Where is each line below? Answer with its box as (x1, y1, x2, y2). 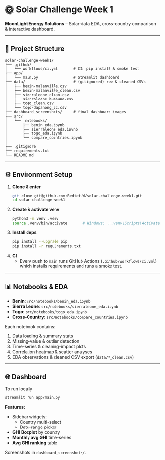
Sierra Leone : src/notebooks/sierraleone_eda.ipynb (12, 303, 119, 309)
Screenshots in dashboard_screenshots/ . (5, 450, 86, 456)
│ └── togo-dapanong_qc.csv (5, 105, 67, 110)
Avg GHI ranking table (12, 440, 58, 446)
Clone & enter (12, 184, 41, 190)
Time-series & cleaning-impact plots (12, 343, 86, 349)
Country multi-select (19, 419, 61, 425)
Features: (5, 404, 26, 410)
